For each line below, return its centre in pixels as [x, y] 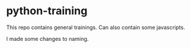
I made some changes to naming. [48, 39]
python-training [47, 11]
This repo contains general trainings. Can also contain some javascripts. [96, 27]
